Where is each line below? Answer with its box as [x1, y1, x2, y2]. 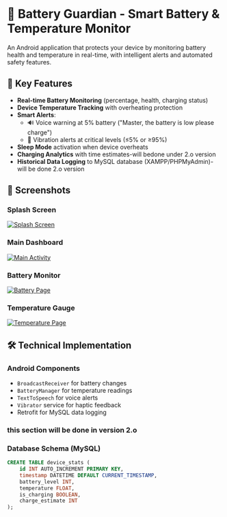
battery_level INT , [19, 478, 75, 485]
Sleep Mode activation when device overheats [16, 143, 148, 151]
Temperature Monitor [7, 21, 131, 36]
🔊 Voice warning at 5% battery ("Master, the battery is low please [27, 118, 214, 126]
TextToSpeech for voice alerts [16, 394, 98, 402]
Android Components [7, 363, 81, 373]
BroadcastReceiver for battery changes [16, 379, 127, 387]
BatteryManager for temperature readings [16, 387, 133, 395]
